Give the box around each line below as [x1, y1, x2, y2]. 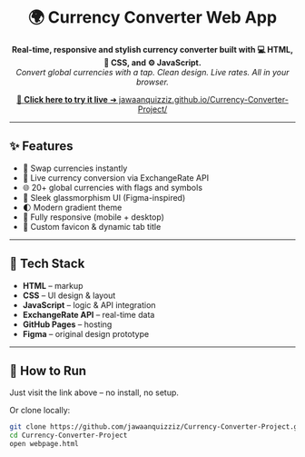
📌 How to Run [9, 363, 87, 378]
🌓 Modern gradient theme [22, 202, 123, 213]
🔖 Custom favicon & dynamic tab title [22, 221, 162, 232]
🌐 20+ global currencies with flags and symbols [22, 182, 202, 193]
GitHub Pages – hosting [22, 319, 113, 330]
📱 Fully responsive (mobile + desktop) [22, 211, 165, 223]
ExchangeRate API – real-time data [22, 309, 155, 320]
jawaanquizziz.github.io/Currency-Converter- [118, 94, 289, 104]
